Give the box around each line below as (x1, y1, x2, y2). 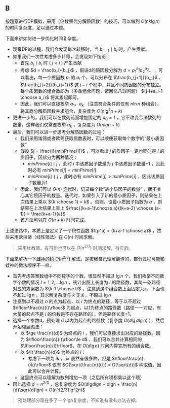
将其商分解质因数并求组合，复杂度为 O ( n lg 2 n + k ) (20, 107, 123, 114)
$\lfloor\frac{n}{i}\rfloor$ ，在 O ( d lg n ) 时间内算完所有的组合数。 (20, 343, 154, 349)
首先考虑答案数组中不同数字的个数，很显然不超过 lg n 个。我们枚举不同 (12, 273, 160, 279)
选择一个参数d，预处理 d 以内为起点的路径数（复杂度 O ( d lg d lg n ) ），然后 (12, 317, 164, 324)
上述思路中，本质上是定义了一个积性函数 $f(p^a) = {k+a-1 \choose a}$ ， (5, 227, 157, 233)
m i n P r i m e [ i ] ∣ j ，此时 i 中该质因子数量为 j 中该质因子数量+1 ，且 (27, 160, 160, 166)
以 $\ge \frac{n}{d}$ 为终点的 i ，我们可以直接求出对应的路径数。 (20, 330, 156, 336)
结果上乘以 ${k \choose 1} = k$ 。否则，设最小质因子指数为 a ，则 (24, 198, 162, 205)
